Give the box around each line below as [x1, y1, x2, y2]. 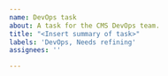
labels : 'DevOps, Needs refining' [9, 37, 137, 47]
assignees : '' [9, 46, 62, 55]
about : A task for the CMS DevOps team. [9, 21, 161, 30]
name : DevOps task [9, 12, 77, 22]
